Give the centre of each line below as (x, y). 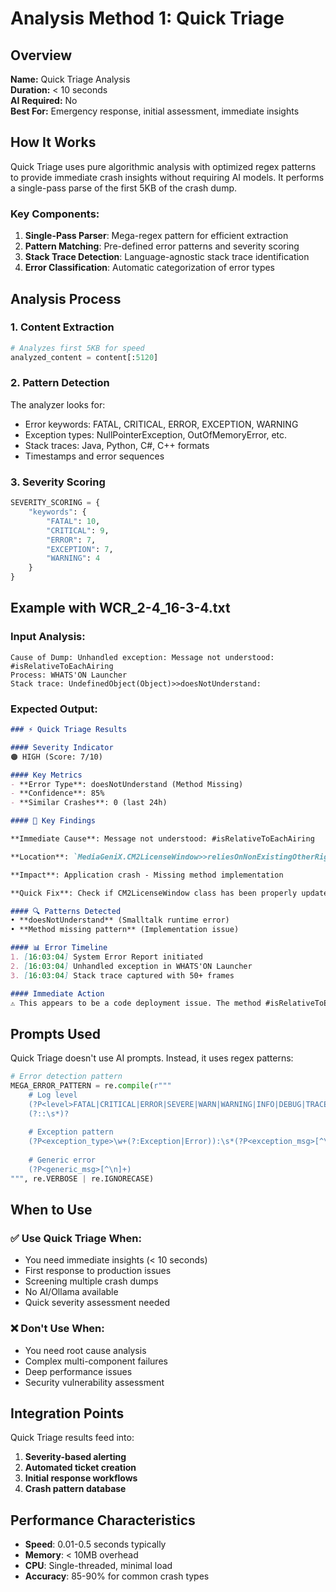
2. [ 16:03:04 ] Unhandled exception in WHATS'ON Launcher (131, 966)
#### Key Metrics (46, 775)
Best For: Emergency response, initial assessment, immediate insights (155, 111)
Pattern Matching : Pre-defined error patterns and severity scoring (162, 246)
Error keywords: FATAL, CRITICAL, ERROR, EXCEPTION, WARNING (161, 424)
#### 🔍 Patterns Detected (66, 911)
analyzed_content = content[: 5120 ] (84, 357)
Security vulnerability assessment (94, 1382)
